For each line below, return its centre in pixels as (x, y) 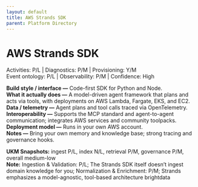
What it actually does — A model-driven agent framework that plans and (97, 95)
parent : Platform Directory (42, 23)
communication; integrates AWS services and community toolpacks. (91, 121)
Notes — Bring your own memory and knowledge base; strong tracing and (99, 134)
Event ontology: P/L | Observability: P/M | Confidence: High (80, 76)
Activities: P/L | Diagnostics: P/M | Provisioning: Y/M (71, 70)
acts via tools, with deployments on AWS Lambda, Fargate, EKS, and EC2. (98, 101)
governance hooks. (30, 140)
